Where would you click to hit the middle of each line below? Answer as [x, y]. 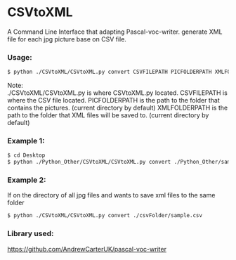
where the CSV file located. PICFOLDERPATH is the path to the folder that [113, 100]
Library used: [31, 234]
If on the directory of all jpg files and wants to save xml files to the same [111, 195]
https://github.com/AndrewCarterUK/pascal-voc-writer [87, 249]
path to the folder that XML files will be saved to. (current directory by [108, 115]
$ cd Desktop [26, 155]
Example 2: [27, 180]
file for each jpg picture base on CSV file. [67, 39]
